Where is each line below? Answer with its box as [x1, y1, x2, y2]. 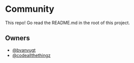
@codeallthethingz [12, 52, 51, 58]
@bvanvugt [12, 47, 36, 53]
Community [5, 3, 55, 15]
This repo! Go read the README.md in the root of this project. [5, 20, 130, 26]
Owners [5, 34, 30, 42]
